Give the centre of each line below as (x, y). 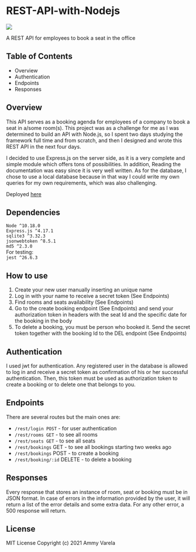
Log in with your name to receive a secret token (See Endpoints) (92, 296)
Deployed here (24, 194)
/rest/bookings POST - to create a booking (66, 453)
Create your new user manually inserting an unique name (84, 290)
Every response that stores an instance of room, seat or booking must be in (97, 492)
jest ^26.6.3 (22, 258)
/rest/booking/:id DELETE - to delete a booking (73, 459)
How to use (27, 275)
